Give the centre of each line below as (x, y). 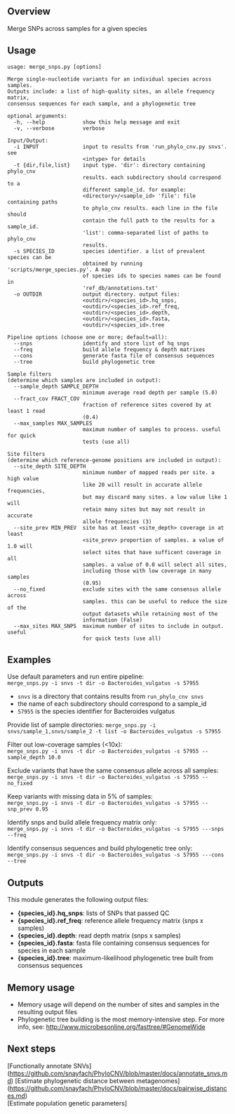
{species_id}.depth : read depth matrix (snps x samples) (99, 936)
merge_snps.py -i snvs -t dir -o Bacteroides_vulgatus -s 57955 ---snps (116, 829)
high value (23, 478)
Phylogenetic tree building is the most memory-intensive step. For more (121, 1020)
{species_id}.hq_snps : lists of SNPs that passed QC (93, 913)
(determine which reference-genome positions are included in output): (114, 460)
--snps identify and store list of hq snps (102, 343)
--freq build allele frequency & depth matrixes (109, 349)
